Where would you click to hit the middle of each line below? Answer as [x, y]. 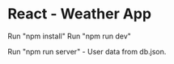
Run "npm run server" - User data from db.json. [87, 51]
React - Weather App [79, 14]
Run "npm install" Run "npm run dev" [69, 36]
